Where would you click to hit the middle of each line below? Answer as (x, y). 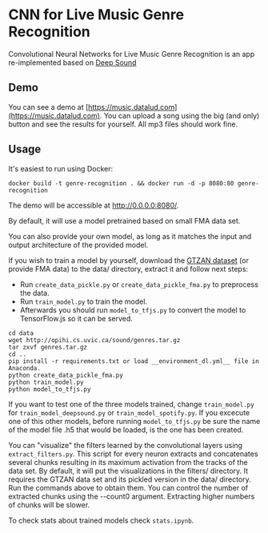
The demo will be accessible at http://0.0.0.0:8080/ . (94, 205)
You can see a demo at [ (48, 107)
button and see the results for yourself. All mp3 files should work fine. (123, 124)
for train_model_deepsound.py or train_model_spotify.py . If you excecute (129, 412)
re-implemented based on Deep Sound (72, 63)
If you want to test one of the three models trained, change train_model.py (131, 404)
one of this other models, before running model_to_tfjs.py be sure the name (134, 421)
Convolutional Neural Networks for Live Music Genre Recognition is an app (132, 54)
